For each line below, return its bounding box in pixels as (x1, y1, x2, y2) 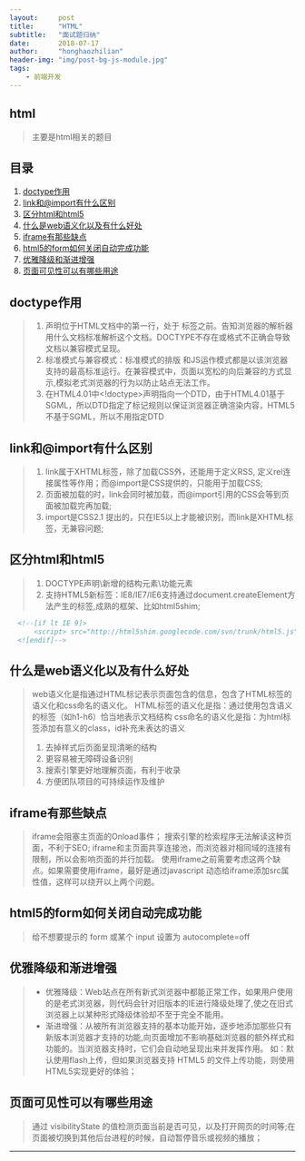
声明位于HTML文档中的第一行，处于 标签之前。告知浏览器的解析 (44, 320, 286, 331)
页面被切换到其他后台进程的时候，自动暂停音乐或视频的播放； (31, 1132, 263, 1143)
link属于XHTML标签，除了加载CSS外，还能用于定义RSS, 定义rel (44, 467, 283, 477)
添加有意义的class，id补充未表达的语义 (39, 723, 186, 733)
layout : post (9, 13, 75, 23)
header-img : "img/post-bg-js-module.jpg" (9, 55, 169, 64)
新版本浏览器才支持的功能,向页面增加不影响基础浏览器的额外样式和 (44, 1031, 295, 1042)
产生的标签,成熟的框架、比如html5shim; (53, 600, 201, 611)
